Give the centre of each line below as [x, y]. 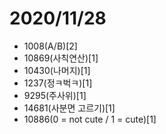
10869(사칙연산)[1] [61, 58]
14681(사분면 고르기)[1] [69, 108]
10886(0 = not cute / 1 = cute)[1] [90, 119]
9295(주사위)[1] [55, 95]
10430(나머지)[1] [57, 70]
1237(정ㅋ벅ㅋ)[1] [58, 83]
